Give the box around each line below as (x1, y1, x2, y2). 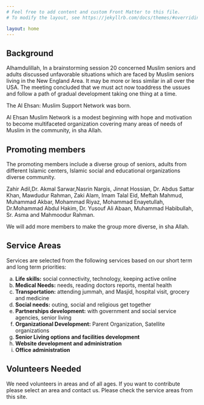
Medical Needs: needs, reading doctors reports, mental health (15, 281, 172, 289)
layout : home (6, 26, 39, 32)
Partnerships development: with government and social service (15, 307, 177, 314)
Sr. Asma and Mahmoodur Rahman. (6, 211, 95, 218)
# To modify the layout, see (6, 15, 80, 21)
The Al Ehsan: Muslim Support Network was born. (6, 102, 132, 110)
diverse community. (6, 174, 56, 180)
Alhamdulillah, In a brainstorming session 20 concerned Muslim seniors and (6, 65, 196, 72)
